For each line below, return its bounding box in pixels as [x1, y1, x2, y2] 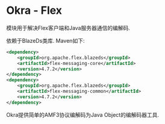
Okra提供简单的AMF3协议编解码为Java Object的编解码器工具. [6, 111, 160, 118]
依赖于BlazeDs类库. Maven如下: [6, 37, 85, 44]
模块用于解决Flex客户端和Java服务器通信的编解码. [6, 24, 131, 31]
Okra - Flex [6, 4, 62, 17]
